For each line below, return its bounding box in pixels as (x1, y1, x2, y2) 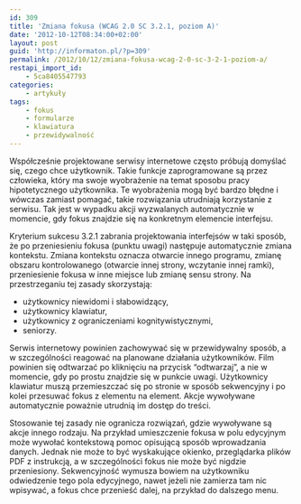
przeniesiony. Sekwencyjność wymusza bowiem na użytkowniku (9, 465, 250, 476)
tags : (9, 97, 30, 107)
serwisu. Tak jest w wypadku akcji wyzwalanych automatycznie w (9, 203, 254, 214)
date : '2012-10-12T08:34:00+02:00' (9, 30, 143, 39)
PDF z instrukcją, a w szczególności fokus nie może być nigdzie (9, 455, 247, 466)
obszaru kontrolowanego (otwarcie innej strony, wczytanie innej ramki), (9, 259, 275, 270)
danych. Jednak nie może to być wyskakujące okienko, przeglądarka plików (9, 446, 291, 457)
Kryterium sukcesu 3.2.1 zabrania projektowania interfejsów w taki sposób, (9, 230, 287, 241)
